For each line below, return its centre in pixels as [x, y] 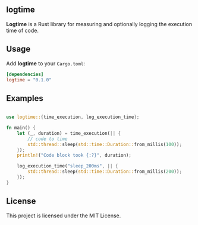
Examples [25, 98]
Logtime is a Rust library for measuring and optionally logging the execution [99, 24]
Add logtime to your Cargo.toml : [45, 63]
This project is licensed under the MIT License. [64, 216]
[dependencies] [25, 74]
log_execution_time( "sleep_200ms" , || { [67, 166]
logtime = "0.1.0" [29, 80]
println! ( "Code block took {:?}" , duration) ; [74, 156]
